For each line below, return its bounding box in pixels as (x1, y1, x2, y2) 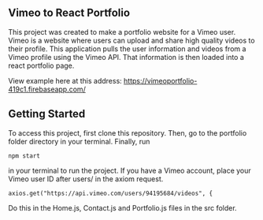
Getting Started (8, 107, 86, 121)
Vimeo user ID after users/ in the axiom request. (8, 173, 164, 184)
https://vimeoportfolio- (123, 76, 198, 85)
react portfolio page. (8, 61, 75, 70)
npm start (8, 151, 41, 160)
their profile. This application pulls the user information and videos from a (8, 43, 246, 54)
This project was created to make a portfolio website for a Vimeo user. (8, 27, 236, 36)
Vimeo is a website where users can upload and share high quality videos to (8, 35, 255, 45)
